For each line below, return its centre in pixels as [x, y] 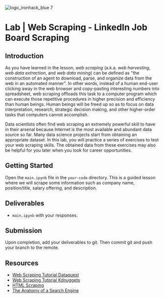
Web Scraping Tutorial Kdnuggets [46, 280]
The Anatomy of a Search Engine [46, 291]
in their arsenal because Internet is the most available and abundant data [78, 129]
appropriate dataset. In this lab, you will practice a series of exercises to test [82, 140]
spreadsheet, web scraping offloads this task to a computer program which [81, 94]
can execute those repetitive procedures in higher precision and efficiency [80, 99]
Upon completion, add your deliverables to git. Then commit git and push [79, 243]
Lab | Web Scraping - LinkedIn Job [76, 27]
